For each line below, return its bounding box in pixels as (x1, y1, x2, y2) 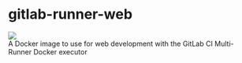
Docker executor (33, 47, 88, 56)
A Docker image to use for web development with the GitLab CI (8, 39, 213, 48)
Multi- (214, 39, 234, 48)
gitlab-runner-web (8, 5, 132, 23)
